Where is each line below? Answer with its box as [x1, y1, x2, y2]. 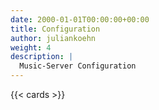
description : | [10, 52, 74, 62]
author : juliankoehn [10, 33, 97, 43]
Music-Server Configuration [19, 61, 137, 71]
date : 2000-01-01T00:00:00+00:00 [10, 14, 150, 25]
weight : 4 [10, 42, 52, 53]
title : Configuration [10, 24, 101, 34]
